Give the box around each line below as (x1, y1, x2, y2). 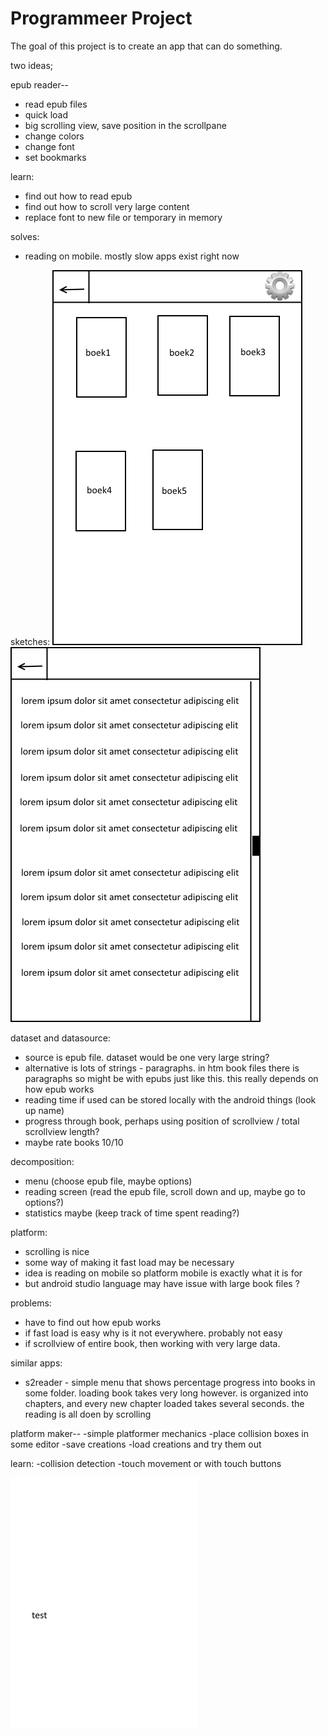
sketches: (10, 635, 51, 647)
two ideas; (10, 59, 54, 71)
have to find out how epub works (24, 1316, 162, 1328)
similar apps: (10, 1357, 63, 1369)
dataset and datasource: (10, 1032, 111, 1044)
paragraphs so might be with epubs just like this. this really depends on (24, 1072, 319, 1084)
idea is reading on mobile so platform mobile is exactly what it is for (24, 1267, 303, 1279)
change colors (24, 130, 85, 142)
